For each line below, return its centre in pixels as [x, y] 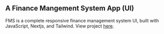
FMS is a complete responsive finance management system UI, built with [82, 20]
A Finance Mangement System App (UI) [70, 8]
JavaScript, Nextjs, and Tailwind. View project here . [60, 26]
